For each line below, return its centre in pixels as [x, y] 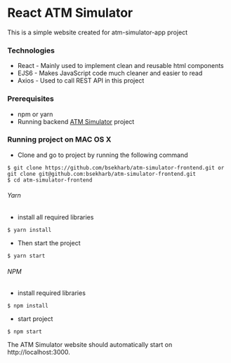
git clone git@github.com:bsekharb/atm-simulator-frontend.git [102, 174]
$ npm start [25, 332]
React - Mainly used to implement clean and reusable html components [121, 66]
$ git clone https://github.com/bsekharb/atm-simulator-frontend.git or [116, 167]
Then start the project [49, 243]
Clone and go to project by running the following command [103, 155]
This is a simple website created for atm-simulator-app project [98, 32]
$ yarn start [26, 256]
